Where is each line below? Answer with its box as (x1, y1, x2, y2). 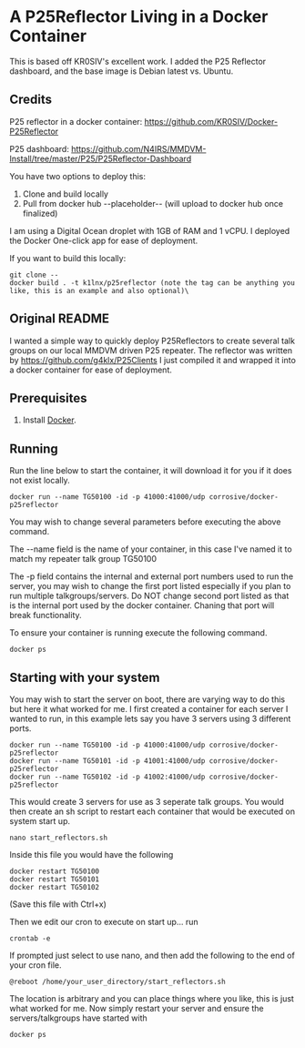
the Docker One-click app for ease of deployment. (9, 235, 198, 246)
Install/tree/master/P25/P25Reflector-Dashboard (9, 153, 192, 164)
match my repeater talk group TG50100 (9, 554, 158, 565)
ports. (9, 723, 32, 734)
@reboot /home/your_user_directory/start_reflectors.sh (9, 977, 226, 986)
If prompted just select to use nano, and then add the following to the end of (9, 950, 296, 961)
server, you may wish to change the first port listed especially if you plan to (9, 581, 291, 592)
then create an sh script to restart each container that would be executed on (9, 806, 296, 817)
